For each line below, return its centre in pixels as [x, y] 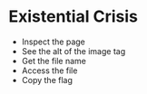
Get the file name [54, 61]
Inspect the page [53, 42]
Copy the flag [47, 80]
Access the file [49, 70]
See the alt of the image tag [73, 51]
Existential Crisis [73, 17]
